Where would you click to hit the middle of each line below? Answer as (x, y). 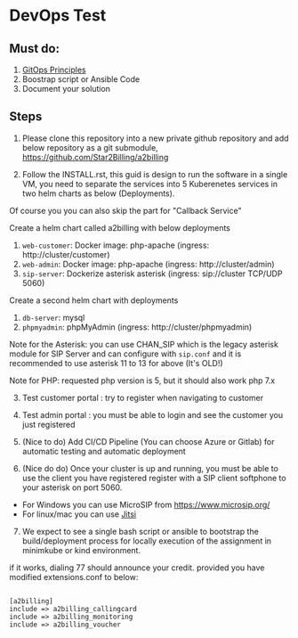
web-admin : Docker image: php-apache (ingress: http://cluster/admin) (148, 264)
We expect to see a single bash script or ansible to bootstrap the (141, 531)
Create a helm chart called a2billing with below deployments (120, 227)
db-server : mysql (53, 317)
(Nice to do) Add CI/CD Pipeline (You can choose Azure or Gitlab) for (148, 441)
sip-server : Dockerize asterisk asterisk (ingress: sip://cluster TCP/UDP (152, 274)
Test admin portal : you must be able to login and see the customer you (153, 414)
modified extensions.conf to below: (74, 577)
